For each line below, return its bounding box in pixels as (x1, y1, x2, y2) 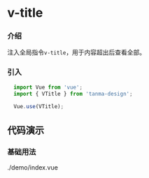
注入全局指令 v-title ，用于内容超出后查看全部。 (7, 48, 146, 57)
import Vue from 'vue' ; (13, 84, 83, 91)
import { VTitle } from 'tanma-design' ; (13, 90, 133, 97)
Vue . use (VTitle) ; (13, 103, 64, 110)
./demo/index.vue (7, 163, 58, 172)
